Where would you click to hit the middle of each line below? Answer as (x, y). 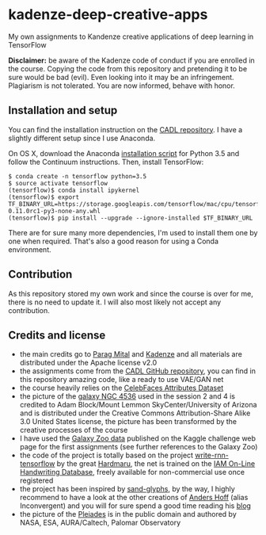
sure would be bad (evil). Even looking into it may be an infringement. (122, 77)
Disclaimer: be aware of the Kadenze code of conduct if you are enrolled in (131, 60)
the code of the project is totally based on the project (106, 455)
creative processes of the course (74, 430)
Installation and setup (63, 111)
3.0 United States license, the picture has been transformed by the (128, 422)
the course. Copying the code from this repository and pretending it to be (128, 68)
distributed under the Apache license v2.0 (88, 363)
